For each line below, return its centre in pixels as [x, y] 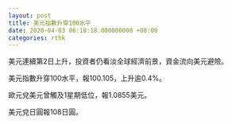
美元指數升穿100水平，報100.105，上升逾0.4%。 [87, 78]
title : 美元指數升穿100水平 [50, 23]
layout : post [30, 15]
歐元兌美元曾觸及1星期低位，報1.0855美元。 [80, 95]
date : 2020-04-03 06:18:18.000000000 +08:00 [83, 30]
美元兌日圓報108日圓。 [46, 112]
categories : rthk [37, 38]
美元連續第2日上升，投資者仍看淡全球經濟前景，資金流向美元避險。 [118, 61]
